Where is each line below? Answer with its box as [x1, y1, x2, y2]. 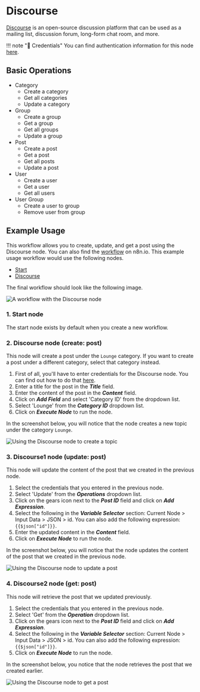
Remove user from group [23, 208, 85, 216]
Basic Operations [6, 66, 72, 76]
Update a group [23, 132, 63, 139]
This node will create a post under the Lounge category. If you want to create [6, 353, 194, 360]
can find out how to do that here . [14, 376, 96, 384]
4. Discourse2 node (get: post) [6, 580, 97, 588]
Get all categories [23, 94, 67, 101]
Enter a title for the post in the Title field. [14, 383, 115, 390]
